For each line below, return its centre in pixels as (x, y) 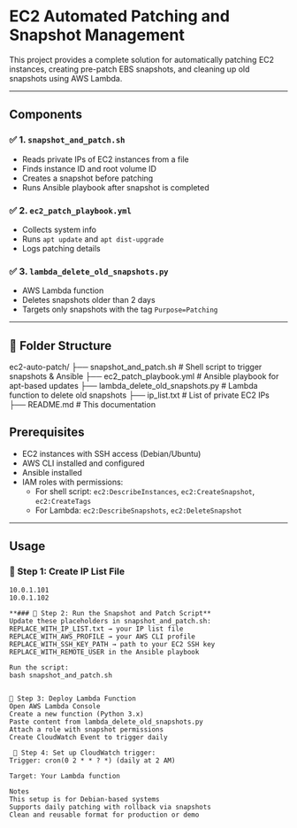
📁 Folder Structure (61, 346)
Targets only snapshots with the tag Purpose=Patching (120, 310)
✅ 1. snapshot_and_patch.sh (67, 140)
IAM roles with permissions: (72, 482)
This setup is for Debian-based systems (85, 799)
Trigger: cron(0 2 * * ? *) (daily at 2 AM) (92, 760)
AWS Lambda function (63, 290)
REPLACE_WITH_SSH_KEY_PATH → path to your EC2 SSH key (112, 644)
